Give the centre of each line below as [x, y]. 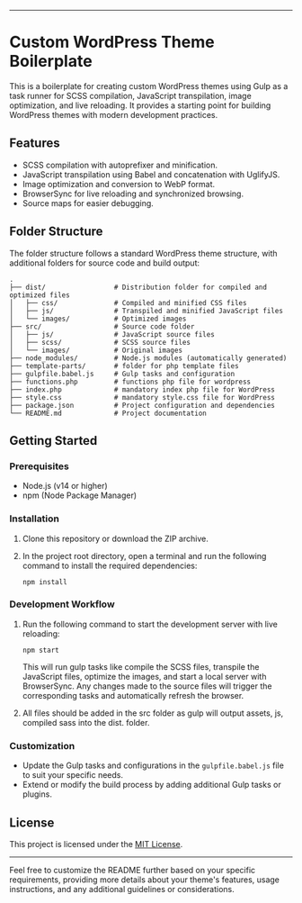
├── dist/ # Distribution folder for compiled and [138, 287]
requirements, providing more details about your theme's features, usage [145, 880]
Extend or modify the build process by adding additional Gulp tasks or [151, 785]
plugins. [37, 794]
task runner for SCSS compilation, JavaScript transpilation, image [130, 95]
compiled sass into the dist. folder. [86, 722]
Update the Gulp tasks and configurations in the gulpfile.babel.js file [153, 765]
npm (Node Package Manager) [80, 495]
